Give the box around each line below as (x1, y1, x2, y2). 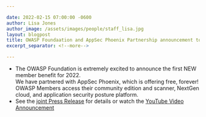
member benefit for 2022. (15, 72, 81, 78)
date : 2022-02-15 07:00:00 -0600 (6, 14, 92, 20)
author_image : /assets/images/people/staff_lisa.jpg (6, 26, 144, 32)
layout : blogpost (6, 31, 51, 37)
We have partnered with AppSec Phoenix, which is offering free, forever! (15, 78, 199, 85)
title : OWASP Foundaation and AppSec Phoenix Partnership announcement (6, 37, 193, 43)
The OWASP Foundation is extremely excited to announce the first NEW (15, 65, 197, 72)
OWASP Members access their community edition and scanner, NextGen (15, 85, 199, 92)
